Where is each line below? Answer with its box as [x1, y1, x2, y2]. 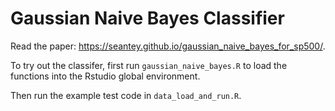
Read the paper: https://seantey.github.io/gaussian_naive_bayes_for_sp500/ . [10, 40, 326, 52]
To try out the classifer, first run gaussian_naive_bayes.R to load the [10, 59, 288, 71]
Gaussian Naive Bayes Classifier [10, 7, 285, 30]
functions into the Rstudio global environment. [10, 70, 201, 82]
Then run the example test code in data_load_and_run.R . [10, 89, 242, 101]
